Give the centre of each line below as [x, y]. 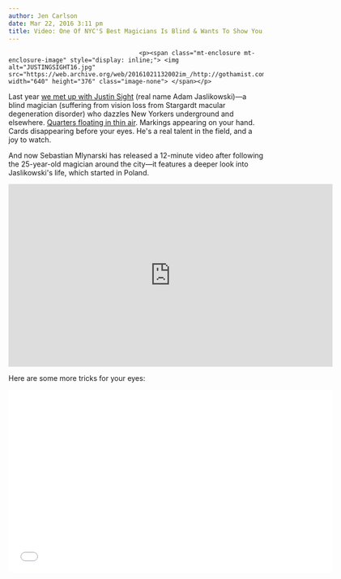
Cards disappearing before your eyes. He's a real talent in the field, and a [130, 132]
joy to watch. [30, 140]
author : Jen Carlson [43, 16]
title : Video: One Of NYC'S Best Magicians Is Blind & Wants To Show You [136, 31]
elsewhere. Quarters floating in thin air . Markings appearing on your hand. [132, 123]
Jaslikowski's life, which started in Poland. [79, 173]
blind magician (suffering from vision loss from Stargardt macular [117, 106]
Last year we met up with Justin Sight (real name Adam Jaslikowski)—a [128, 97]
